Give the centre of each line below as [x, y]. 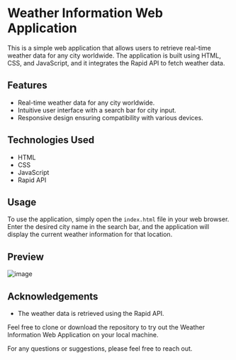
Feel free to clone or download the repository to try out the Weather [106, 327]
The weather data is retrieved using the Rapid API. [91, 313]
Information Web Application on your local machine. [83, 335]
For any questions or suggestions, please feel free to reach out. [100, 349]
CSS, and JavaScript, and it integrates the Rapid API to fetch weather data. [116, 63]
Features [27, 86]
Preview [26, 256]
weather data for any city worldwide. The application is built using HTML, [114, 55]
